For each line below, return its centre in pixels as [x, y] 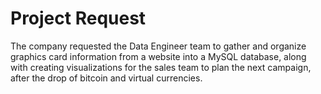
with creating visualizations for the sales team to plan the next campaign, [161, 67]
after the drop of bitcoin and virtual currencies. [106, 78]
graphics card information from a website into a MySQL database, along [158, 56]
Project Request [78, 18]
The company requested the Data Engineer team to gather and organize [158, 46]
